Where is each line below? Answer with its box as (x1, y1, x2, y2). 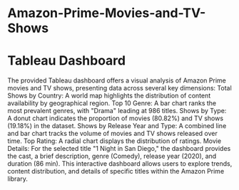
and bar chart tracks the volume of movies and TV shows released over (7, 130, 218, 138)
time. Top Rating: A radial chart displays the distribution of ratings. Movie (7, 137, 222, 145)
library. (7, 174, 29, 183)
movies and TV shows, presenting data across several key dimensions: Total (7, 84, 232, 93)
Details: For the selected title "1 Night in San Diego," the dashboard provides (7, 144, 231, 153)
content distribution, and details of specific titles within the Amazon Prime (7, 167, 225, 176)
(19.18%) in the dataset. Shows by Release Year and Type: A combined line (7, 122, 227, 130)
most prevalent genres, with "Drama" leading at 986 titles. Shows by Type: (7, 107, 227, 115)
